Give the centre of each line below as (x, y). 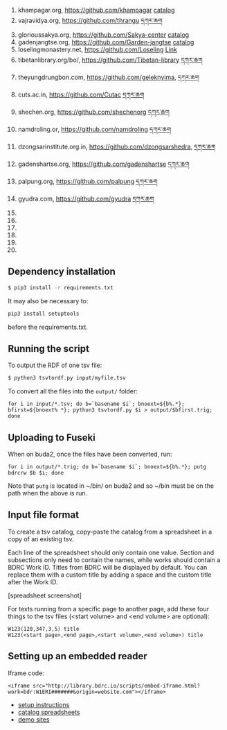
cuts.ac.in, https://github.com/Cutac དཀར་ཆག (81, 94)
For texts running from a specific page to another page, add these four (109, 609)
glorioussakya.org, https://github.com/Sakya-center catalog (103, 35)
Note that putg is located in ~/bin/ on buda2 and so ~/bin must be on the (111, 486)
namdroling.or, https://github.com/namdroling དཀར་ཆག (94, 129)
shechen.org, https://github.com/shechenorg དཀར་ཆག (94, 112)
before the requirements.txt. (48, 327)
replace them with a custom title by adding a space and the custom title (110, 575)
